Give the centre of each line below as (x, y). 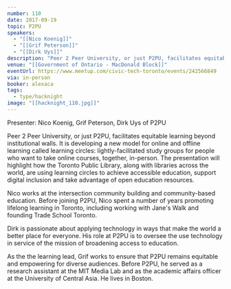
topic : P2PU (24, 26)
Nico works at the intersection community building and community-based (111, 193)
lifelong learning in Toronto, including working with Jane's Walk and (103, 208)
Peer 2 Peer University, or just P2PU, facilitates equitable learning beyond (111, 136)
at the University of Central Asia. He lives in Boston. (80, 278)
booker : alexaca (30, 84)
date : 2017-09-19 (32, 20)
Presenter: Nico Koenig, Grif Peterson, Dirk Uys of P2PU (87, 122)
